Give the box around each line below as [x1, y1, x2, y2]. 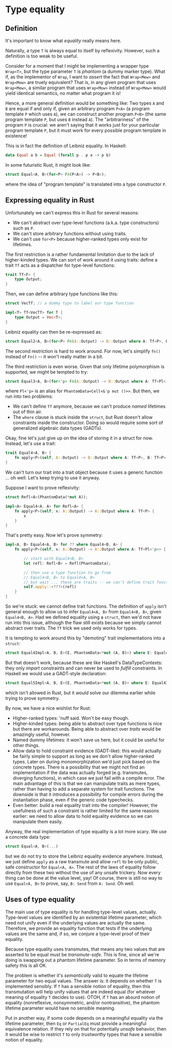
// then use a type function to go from [24, 570, 111, 575]
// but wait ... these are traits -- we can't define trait [24, 579, 155, 585]
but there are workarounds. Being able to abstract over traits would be [12, 725, 161, 732]
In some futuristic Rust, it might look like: [5, 162, 91, 168]
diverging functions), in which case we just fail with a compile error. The [12, 775, 165, 781]
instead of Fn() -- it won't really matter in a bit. [5, 353, 103, 359]
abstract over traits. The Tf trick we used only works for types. [5, 625, 137, 631]
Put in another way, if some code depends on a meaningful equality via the [5, 1015, 163, 1021]
